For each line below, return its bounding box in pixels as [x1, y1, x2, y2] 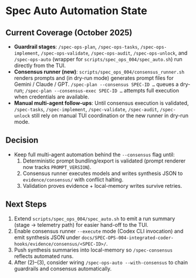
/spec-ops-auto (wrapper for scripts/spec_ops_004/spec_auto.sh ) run [13, 56, 183, 62]
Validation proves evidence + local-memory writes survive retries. [22, 182, 183, 189]
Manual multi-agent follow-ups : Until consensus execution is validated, [13, 100, 189, 107]
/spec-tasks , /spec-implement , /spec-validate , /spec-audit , [13, 106, 159, 112]
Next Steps [5, 199, 47, 210]
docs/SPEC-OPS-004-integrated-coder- [81, 234, 174, 241]
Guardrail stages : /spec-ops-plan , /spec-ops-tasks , [13, 43, 139, 50]
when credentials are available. [13, 93, 89, 100]
